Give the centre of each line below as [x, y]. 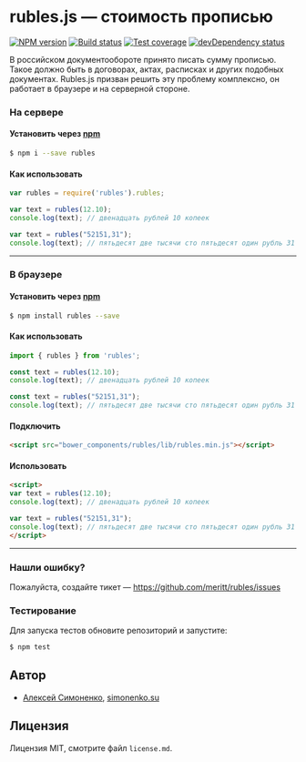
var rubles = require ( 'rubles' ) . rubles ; [87, 193]
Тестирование [43, 610]
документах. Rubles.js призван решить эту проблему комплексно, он [144, 78]
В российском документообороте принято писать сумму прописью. [143, 59]
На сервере [36, 112]
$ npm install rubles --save [65, 316]
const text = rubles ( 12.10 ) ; [65, 372]
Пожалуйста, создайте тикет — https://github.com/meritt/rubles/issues [145, 587]
